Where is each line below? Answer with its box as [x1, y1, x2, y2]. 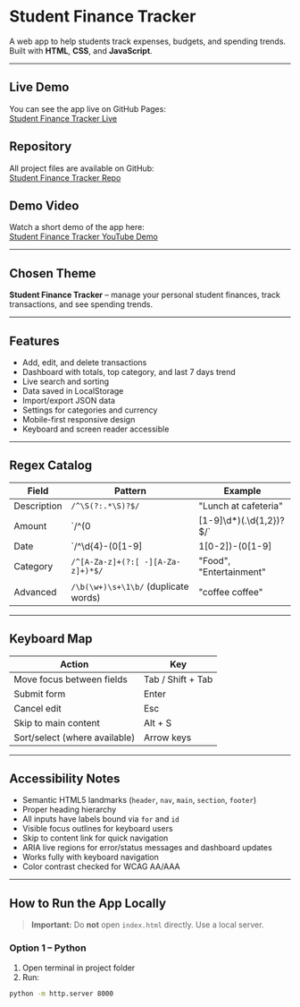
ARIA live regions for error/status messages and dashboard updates [21, 842, 272, 853]
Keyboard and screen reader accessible [21, 423, 170, 434]
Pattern [114, 484, 147, 497]
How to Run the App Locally [9, 895, 167, 910]
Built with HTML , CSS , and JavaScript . [9, 45, 154, 55]
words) [71, 591, 101, 603]
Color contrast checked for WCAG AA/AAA [21, 861, 180, 872]
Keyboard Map [9, 631, 93, 646]
